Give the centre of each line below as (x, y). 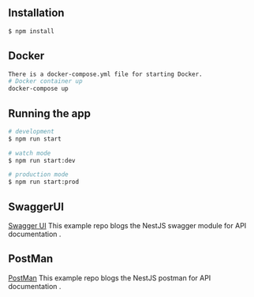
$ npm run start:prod (44, 182)
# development (32, 131)
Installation (36, 13)
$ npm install (32, 31)
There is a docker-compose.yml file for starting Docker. (105, 74)
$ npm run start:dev (42, 160)
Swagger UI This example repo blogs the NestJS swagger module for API (127, 226)
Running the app (49, 113)
